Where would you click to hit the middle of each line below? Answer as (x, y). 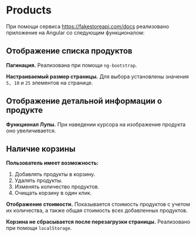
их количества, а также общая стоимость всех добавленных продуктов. (97, 211)
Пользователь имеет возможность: (52, 163)
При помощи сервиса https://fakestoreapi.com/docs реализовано (87, 26)
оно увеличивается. (31, 130)
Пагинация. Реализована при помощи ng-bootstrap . (72, 65)
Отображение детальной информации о (84, 101)
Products (29, 10)
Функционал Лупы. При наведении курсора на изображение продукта (96, 124)
